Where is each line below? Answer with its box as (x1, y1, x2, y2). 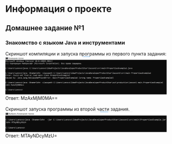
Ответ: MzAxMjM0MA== (5, 95, 58, 101)
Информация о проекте (5, 3, 112, 15)
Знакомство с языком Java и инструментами (5, 39, 125, 46)
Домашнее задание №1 (5, 24, 84, 32)
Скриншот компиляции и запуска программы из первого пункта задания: (5, 50, 166, 57)
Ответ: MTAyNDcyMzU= (5, 133, 57, 139)
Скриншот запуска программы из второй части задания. (5, 106, 130, 112)
